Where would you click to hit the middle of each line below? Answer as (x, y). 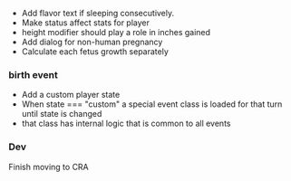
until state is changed (62, 114)
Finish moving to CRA (49, 167)
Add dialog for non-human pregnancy (92, 42)
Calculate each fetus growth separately (95, 52)
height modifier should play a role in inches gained (116, 32)
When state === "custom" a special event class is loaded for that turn (152, 104)
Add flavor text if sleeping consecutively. (98, 13)
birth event (33, 74)
